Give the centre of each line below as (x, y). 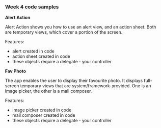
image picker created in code (42, 110)
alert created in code (33, 51)
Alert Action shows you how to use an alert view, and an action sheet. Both (80, 27)
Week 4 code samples (32, 7)
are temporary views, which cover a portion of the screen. (64, 32)
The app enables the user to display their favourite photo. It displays (74, 81)
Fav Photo (15, 71)
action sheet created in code (41, 56)
